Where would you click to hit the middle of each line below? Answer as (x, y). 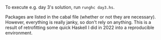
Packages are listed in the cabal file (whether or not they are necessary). (80, 17)
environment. (19, 33)
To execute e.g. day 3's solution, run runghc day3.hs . (60, 7)
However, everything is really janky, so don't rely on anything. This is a (78, 22)
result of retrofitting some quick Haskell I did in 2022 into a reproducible (80, 27)
